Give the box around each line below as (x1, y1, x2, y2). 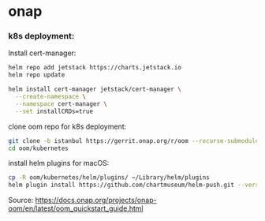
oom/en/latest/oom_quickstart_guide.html (8, 204, 144, 213)
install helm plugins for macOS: (8, 159, 110, 168)
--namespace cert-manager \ (15, 99, 108, 108)
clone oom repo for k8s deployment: (8, 122, 127, 131)
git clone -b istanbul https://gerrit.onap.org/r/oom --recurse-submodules (8, 137, 263, 144)
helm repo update (8, 71, 65, 79)
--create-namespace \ (15, 93, 87, 101)
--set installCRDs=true (15, 107, 93, 115)
